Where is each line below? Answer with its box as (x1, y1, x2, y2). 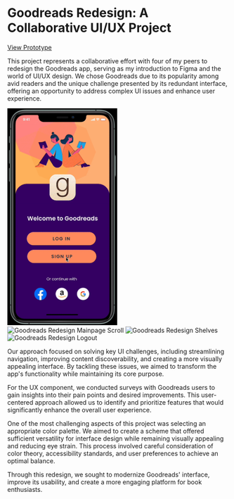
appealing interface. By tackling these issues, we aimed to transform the (7, 362, 217, 370)
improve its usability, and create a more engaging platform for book (7, 477, 202, 486)
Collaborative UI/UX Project (7, 20, 171, 36)
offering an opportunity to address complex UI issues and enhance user (7, 87, 216, 95)
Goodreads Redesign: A (7, 5, 149, 21)
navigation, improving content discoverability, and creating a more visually (7, 354, 223, 363)
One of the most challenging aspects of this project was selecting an (7, 419, 206, 427)
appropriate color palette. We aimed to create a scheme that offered (7, 427, 204, 435)
